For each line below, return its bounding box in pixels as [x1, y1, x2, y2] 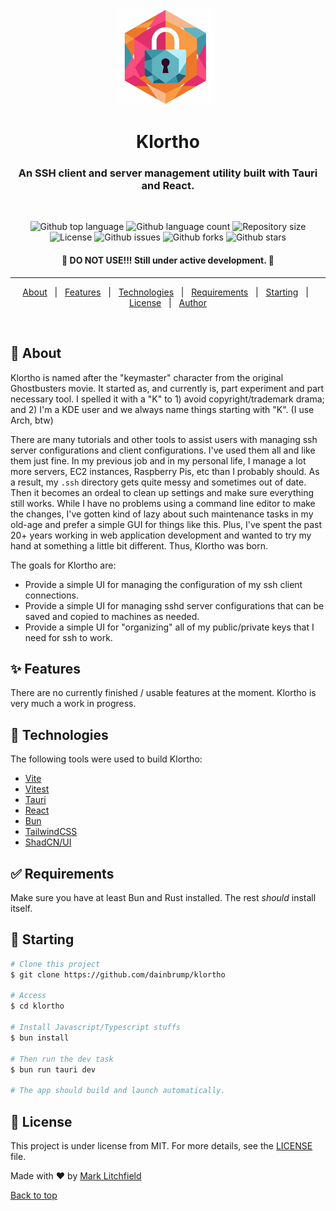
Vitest [24, 783, 50, 795]
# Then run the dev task [10, 1054, 114, 1064]
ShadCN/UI [24, 836, 72, 848]
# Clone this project [10, 959, 101, 969]
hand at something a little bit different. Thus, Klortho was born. [10, 539, 269, 552]
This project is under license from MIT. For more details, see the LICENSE [10, 1139, 313, 1152]
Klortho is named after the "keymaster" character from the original [10, 371, 284, 383]
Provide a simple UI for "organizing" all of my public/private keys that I [24, 621, 315, 633]
